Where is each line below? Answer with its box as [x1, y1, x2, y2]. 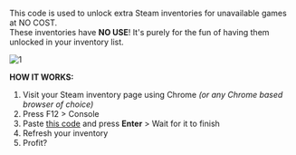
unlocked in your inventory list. [9, 36, 124, 47]
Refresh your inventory [22, 128, 109, 139]
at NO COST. [9, 17, 58, 28]
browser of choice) [22, 99, 94, 110]
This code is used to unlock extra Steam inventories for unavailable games [9, 8, 287, 18]
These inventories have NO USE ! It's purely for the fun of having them [9, 27, 270, 37]
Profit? [22, 138, 48, 148]
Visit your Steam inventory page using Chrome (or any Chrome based [22, 90, 283, 100]
